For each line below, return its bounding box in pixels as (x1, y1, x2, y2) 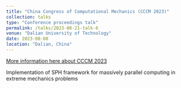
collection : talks (6, 14, 51, 20)
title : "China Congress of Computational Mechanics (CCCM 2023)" (6, 8, 169, 15)
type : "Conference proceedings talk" (6, 19, 99, 25)
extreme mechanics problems (6, 75, 78, 82)
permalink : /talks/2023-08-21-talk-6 (6, 25, 99, 31)
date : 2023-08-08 (6, 36, 49, 42)
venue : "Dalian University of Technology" (6, 31, 112, 36)
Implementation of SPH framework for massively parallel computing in (6, 69, 176, 76)
